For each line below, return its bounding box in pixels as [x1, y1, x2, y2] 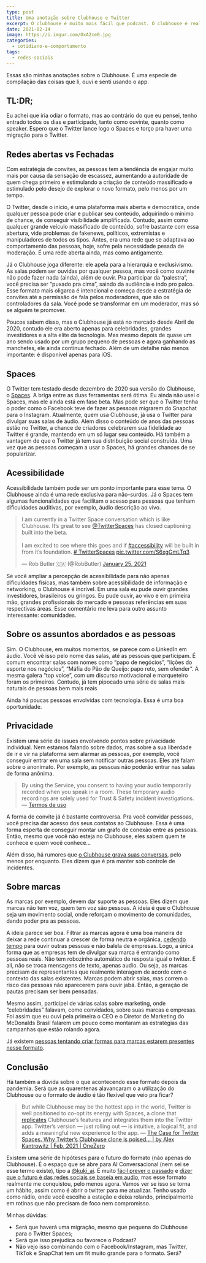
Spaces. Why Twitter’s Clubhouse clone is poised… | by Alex [21, 1135, 175, 1143]
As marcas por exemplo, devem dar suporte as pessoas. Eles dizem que [6, 898, 189, 905]
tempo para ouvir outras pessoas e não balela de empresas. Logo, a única [6, 942, 194, 950]
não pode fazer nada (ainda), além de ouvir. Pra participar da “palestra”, [6, 274, 188, 281]
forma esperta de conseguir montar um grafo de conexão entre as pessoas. [6, 826, 198, 833]
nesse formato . [6, 1044, 45, 1051]
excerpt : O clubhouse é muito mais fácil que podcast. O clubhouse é [6, 20, 188, 26]
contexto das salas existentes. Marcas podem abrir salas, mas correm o [6, 975, 188, 982]
